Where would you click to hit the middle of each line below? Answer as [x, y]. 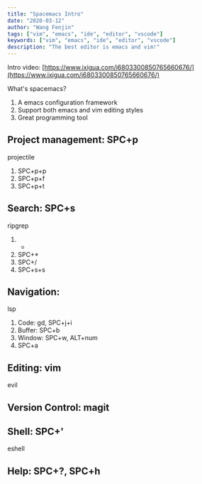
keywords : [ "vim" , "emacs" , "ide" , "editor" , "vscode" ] [91, 41]
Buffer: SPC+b [39, 330]
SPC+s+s [32, 269]
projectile [21, 157]
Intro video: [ [26, 67]
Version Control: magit [58, 407]
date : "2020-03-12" [36, 21]
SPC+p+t [31, 186]
